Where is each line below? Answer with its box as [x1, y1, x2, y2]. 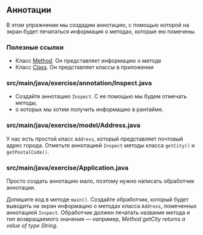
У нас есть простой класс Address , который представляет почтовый [6, 135, 183, 142]
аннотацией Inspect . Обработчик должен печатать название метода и [6, 209, 190, 216]
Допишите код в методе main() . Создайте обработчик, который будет [6, 196, 189, 203]
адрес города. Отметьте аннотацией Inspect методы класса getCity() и [6, 141, 195, 149]
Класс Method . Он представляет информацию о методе [15, 57, 162, 64]
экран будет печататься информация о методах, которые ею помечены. [6, 28, 196, 35]
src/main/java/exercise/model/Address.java [6, 121, 141, 129]
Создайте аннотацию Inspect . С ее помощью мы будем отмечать [15, 93, 187, 100]
